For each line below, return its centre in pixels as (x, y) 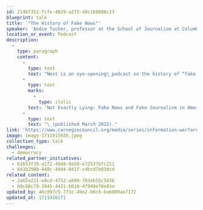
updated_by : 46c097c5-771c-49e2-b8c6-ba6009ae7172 (71, 192)
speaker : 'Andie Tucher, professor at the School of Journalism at (93, 29)
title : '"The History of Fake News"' (54, 23)
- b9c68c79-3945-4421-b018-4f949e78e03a (63, 186)
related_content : (28, 175)
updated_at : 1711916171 (36, 197)
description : (23, 40)
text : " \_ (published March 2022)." (73, 125)
